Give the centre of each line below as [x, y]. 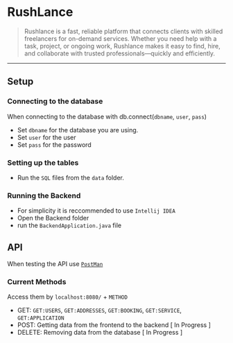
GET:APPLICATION [41, 318]
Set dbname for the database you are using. [78, 130]
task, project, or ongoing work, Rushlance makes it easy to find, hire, [122, 46]
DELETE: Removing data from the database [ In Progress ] [100, 333]
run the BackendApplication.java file [69, 225]
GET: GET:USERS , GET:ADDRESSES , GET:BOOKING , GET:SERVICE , [100, 310]
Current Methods [37, 281]
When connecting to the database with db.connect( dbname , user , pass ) [107, 116]
